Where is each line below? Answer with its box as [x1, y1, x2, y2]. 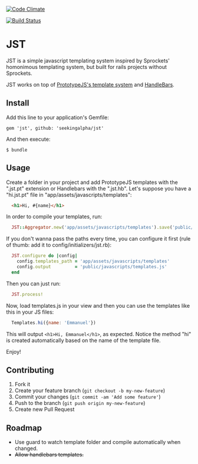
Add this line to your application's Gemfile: [6, 114, 109, 121]
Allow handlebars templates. [14, 451, 84, 458]
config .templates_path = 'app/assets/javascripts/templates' [16, 258, 170, 265]
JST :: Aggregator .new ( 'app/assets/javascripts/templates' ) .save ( [11, 225, 173, 231]
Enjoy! [6, 348, 22, 355]
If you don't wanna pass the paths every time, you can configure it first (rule [6, 235, 191, 242]
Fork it [14, 381, 31, 388]
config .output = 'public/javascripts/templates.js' [16, 264, 167, 270]
